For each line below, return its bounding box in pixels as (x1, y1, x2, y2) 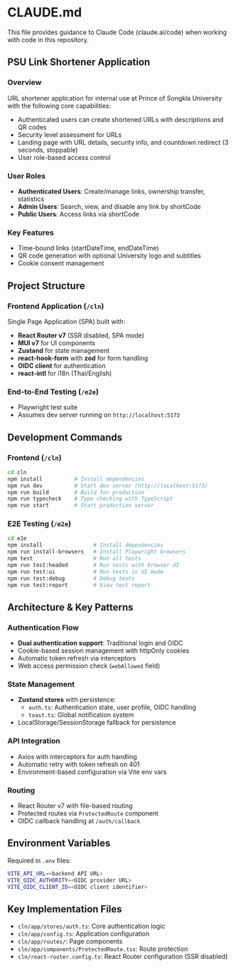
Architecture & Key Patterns (7, 601, 134, 613)
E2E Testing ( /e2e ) (7, 519, 72, 529)
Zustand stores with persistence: (17, 696, 116, 704)
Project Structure (7, 280, 85, 292)
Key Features (7, 228, 55, 238)
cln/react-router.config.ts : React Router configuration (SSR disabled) (17, 952, 228, 961)
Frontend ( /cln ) (7, 452, 62, 462)
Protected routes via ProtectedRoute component (17, 809, 159, 817)
